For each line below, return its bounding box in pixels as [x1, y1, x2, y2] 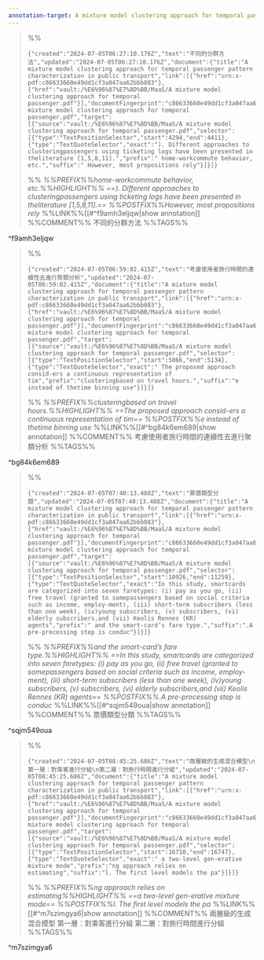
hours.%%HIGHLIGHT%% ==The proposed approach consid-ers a [27, 405, 246, 415]
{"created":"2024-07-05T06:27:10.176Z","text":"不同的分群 [27, 49, 219, 57]
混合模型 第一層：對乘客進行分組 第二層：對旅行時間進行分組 [27, 918, 225, 928]
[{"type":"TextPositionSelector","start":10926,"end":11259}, [27, 573, 236, 581]
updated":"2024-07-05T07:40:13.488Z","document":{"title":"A [44, 497, 249, 505]
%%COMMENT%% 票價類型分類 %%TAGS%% [27, 709, 182, 719]
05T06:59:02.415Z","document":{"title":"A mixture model [27, 280, 218, 288]
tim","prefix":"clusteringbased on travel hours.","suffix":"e [27, 376, 240, 385]
